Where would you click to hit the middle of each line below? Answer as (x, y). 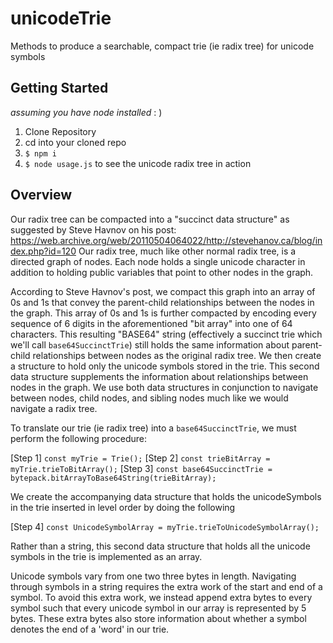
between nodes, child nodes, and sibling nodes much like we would (149, 398)
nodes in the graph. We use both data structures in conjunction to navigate (164, 387)
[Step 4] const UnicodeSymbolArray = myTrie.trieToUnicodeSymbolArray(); (165, 526)
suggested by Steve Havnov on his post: (93, 229)
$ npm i (40, 153)
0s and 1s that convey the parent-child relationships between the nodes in (162, 302)
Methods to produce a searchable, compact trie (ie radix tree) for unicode (162, 46)
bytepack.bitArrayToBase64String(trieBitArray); (113, 478)
